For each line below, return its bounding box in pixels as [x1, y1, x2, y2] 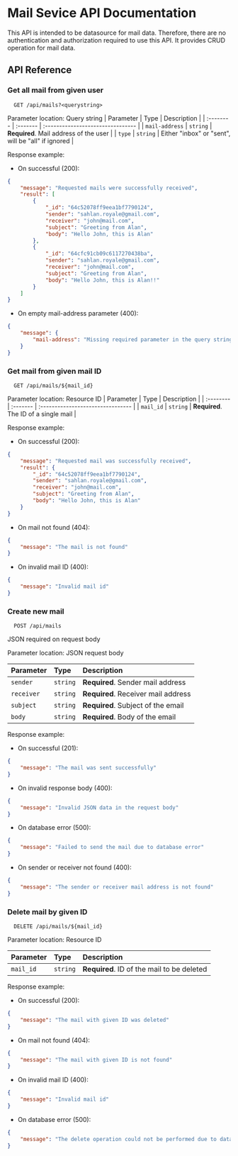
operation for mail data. [7, 43, 76, 52]
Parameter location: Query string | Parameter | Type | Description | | [7, 113, 205, 122]
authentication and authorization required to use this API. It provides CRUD [7, 35, 225, 44]
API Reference [7, 64, 72, 76]
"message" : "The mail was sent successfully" [20, 765, 157, 772]
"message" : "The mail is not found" [20, 543, 129, 550]
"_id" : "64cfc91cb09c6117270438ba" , [45, 250, 154, 257]
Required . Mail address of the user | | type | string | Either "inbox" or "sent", [7, 129, 231, 138]
